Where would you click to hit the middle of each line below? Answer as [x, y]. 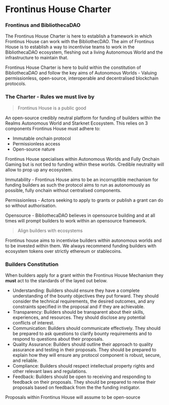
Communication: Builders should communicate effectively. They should [87, 328]
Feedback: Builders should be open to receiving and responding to [82, 377]
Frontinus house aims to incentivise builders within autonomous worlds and [83, 240]
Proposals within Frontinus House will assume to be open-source [73, 397]
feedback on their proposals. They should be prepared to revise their [84, 382]
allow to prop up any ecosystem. [39, 170]
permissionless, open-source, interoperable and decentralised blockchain [82, 78]
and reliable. [25, 360]
